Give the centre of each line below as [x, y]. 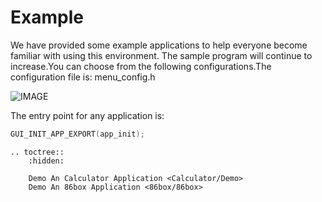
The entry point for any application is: [87, 115]
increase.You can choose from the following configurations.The [141, 66]
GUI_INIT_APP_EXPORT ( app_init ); [77, 134]
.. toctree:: [37, 152]
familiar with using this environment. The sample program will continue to [161, 55]
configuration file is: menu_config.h [83, 77]
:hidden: [46, 161]
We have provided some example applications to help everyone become [159, 45]
